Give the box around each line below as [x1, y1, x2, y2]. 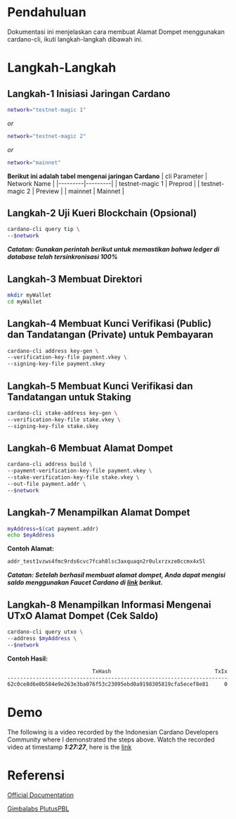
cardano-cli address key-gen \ [7, 347, 99, 354]
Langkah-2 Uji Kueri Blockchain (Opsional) [7, 207, 197, 219]
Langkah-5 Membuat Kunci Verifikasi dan [7, 380, 193, 392]
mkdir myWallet [7, 292, 52, 299]
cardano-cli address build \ [7, 461, 93, 468]
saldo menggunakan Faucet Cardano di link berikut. [7, 578, 163, 587]
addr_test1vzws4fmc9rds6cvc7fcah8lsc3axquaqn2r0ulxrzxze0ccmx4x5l [7, 558, 206, 565]
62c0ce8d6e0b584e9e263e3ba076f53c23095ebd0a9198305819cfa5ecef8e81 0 [7, 681, 228, 688]
